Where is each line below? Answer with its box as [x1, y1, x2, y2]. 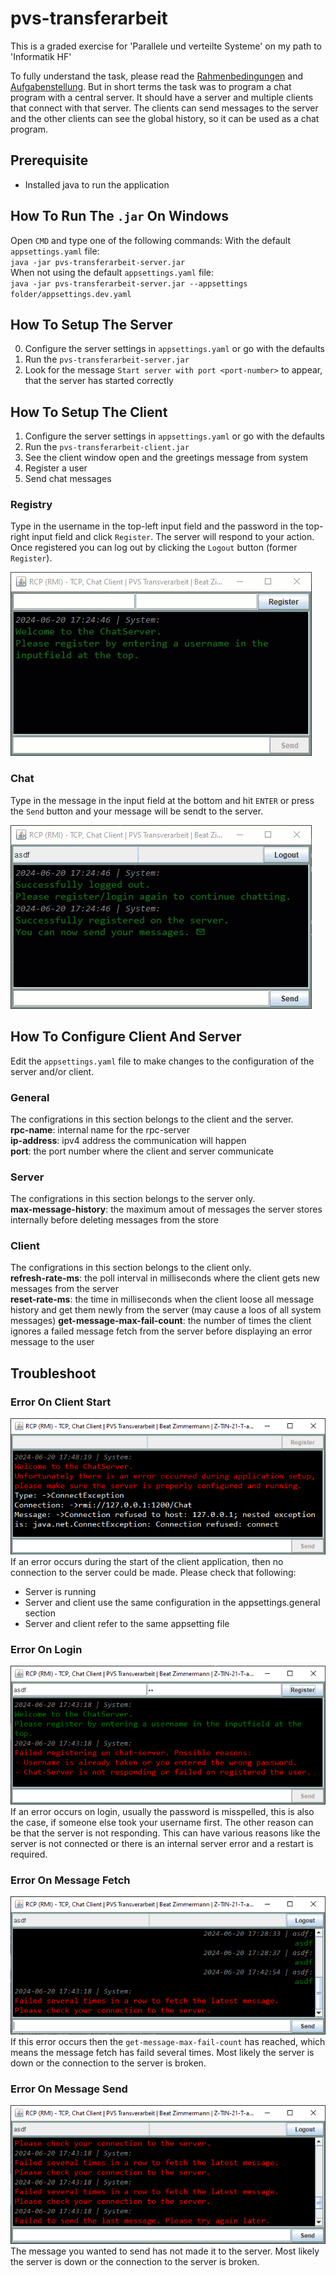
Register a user [24, 462, 88, 474]
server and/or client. [10, 1065, 95, 1077]
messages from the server [10, 1283, 119, 1295]
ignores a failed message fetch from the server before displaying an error [10, 1325, 313, 1337]
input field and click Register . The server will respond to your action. [31, 531, 315, 543]
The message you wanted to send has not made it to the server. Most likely [10, 2245, 320, 2257]
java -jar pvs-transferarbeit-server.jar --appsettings [10, 278, 248, 289]
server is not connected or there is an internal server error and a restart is [10, 1837, 314, 1849]
